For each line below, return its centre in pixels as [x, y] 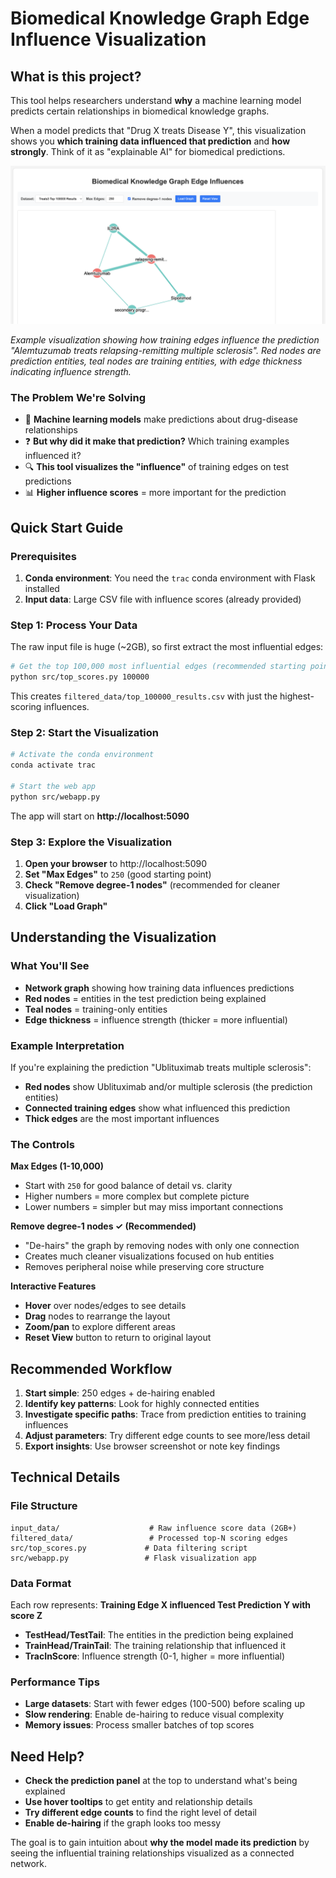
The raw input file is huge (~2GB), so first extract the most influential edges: [167, 647]
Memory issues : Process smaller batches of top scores [139, 1725]
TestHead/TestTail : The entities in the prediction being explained [159, 1635]
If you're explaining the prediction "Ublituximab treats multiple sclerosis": [161, 1067]
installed [42, 588]
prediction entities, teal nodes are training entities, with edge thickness [156, 361]
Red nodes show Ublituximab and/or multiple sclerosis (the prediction [168, 1086]
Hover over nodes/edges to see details [105, 1306]
